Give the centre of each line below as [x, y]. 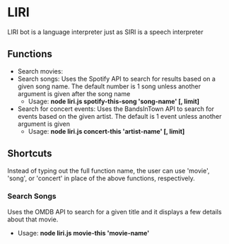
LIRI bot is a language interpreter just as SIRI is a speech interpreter [105, 32]
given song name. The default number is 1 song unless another [109, 86]
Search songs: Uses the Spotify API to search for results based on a [116, 79]
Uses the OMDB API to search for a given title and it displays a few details [114, 211]
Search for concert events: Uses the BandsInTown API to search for [116, 109]
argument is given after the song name [74, 93]
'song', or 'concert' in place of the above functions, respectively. [101, 178]
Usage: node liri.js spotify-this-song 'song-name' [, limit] [114, 101]
